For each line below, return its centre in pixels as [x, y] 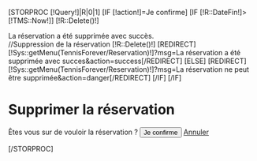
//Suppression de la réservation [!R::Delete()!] [82, 44]
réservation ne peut [218, 69]
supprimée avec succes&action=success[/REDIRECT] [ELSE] [107, 61]
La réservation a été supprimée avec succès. [81, 36]
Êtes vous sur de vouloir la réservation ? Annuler [109, 132]
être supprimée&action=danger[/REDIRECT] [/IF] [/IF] [95, 78]
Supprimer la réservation [91, 110]
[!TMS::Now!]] [31, 21]
